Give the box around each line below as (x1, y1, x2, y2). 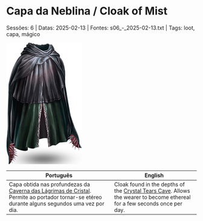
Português (45, 172, 72, 179)
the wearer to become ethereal (114, 193, 191, 201)
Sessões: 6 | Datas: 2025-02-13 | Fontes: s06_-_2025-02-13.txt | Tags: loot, (6, 24, 195, 31)
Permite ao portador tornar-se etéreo (8, 193, 102, 201)
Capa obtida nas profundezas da (8, 181, 91, 188)
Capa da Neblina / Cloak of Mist (6, 4, 168, 18)
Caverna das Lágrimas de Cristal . (8, 187, 92, 194)
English (144, 172, 164, 179)
